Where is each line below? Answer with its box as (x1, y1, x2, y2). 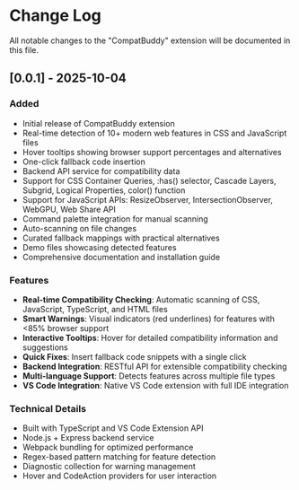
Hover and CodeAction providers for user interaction (22, 470, 217, 481)
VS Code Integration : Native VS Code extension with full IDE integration (22, 380, 289, 390)
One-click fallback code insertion (22, 156, 145, 167)
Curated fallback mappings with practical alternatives (22, 232, 220, 243)
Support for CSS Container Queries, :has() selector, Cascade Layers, (22, 175, 277, 186)
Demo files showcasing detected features (22, 241, 177, 252)
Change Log (9, 5, 101, 26)
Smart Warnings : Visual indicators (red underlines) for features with (22, 313, 276, 324)
